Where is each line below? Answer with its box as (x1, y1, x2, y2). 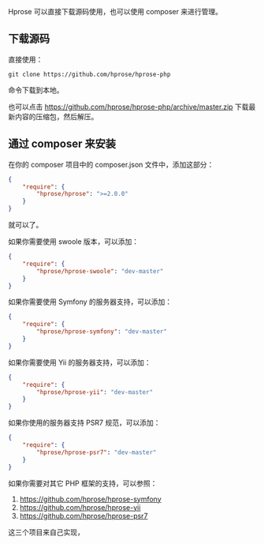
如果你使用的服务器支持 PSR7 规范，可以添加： (8, 418, 161, 428)
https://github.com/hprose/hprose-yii (19, 502, 141, 512)
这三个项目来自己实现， (8, 527, 84, 537)
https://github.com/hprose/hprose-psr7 (19, 511, 148, 520)
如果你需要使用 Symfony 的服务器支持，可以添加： (8, 297, 173, 306)
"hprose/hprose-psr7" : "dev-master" (36, 448, 157, 456)
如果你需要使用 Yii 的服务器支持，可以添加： (8, 358, 151, 367)
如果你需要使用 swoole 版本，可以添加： (8, 237, 139, 246)
